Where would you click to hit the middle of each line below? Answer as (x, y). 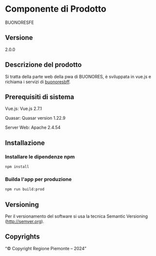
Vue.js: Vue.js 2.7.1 (24, 109)
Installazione (25, 143)
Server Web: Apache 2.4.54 (33, 128)
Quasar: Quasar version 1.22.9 (35, 118)
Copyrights (22, 237)
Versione (19, 38)
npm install (17, 167)
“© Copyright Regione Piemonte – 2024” (46, 248)
